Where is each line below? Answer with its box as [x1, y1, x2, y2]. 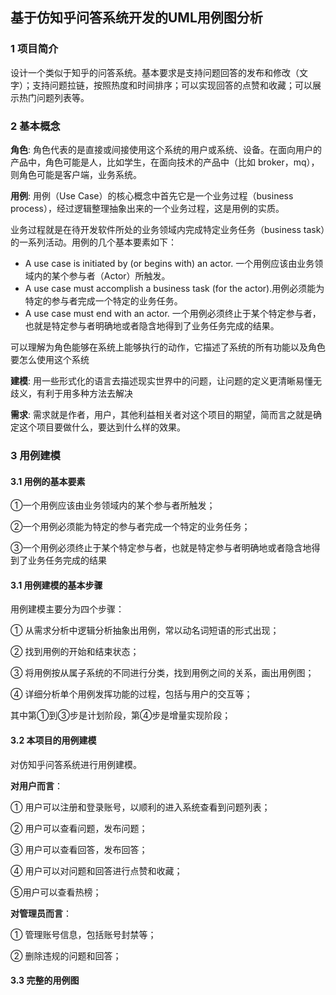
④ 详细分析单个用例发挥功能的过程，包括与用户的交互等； [10, 688, 253, 700]
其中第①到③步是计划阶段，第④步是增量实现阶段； [10, 709, 232, 722]
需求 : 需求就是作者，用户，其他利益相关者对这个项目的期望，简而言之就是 [10, 408, 313, 420]
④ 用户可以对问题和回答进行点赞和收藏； [10, 864, 183, 877]
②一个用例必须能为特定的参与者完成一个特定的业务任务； [10, 521, 251, 533]
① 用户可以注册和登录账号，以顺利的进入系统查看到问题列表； [10, 801, 271, 813]
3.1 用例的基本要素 [10, 475, 86, 487]
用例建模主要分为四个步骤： [10, 603, 125, 615]
